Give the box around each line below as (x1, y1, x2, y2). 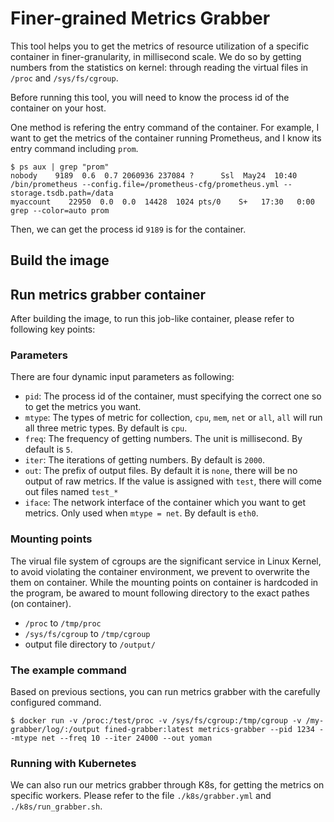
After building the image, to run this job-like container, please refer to (10, 313, 295, 325)
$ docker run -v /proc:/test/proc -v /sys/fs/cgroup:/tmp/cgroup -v (10, 716, 302, 726)
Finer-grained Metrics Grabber (10, 7, 271, 30)
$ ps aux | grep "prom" (10, 162, 110, 172)
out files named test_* (24, 486, 119, 498)
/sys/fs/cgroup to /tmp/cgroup (24, 627, 151, 639)
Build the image (10, 252, 110, 269)
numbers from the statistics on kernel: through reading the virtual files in (10, 61, 309, 73)
